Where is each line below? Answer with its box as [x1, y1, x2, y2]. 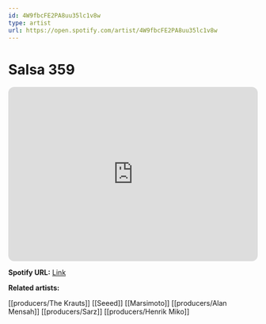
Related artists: [8, 283, 60, 293]
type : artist [8, 19, 51, 27]
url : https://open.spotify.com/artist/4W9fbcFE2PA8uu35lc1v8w [8, 26, 218, 34]
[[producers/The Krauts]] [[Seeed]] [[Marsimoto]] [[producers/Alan [8, 299, 227, 308]
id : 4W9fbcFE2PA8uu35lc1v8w [8, 11, 101, 20]
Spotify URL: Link [8, 268, 66, 277]
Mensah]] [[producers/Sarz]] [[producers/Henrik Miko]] [8, 307, 190, 317]
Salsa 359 [8, 60, 75, 78]
